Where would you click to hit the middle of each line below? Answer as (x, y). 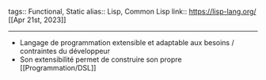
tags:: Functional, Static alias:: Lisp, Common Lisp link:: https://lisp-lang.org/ (132, 11)
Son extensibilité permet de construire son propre (101, 59)
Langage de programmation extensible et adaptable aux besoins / (127, 42)
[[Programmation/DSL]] (58, 68)
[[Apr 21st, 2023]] (37, 20)
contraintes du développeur (65, 51)
